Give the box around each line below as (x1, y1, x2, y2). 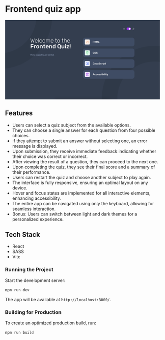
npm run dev (5, 287, 29, 292)
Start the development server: (5, 277, 66, 283)
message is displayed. (12, 143, 57, 149)
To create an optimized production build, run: (5, 320, 97, 326)
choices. (12, 132, 30, 138)
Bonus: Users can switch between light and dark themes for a (12, 211, 137, 217)
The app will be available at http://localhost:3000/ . (5, 296, 111, 302)
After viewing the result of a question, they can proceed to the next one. (12, 158, 158, 164)
